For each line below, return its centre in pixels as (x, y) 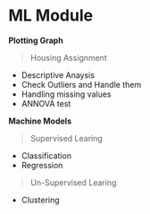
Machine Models (40, 121)
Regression (42, 165)
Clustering (40, 200)
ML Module (51, 16)
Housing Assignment (69, 57)
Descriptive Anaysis (58, 75)
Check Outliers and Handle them (81, 84)
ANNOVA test (46, 103)
